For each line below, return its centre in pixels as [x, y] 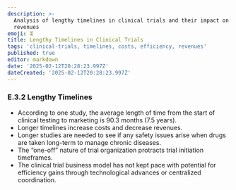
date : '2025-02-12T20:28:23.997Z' [58, 66]
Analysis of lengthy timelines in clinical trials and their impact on [122, 20]
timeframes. [35, 157]
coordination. [37, 179]
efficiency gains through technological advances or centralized [109, 172]
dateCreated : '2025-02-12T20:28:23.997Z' [69, 72]
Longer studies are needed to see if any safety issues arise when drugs [122, 135]
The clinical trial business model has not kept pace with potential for [117, 165]
